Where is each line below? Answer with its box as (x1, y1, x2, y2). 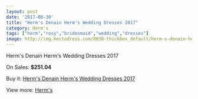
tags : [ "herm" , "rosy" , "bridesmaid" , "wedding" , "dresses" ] (6, 31, 149, 37)
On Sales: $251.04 (6, 64, 52, 71)
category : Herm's (6, 25, 49, 31)
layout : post (6, 8, 38, 15)
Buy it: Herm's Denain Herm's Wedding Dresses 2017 (6, 75, 136, 82)
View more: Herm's (6, 87, 53, 93)
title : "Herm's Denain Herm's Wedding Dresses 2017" (6, 19, 138, 25)
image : (6, 36, 22, 42)
